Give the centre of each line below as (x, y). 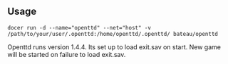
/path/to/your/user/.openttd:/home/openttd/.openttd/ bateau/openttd (113, 34)
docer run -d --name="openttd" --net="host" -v (79, 27)
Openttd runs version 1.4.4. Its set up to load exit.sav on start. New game (114, 47)
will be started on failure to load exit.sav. (67, 54)
